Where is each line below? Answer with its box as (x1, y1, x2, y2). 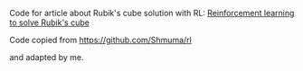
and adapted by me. (9, 52, 84, 62)
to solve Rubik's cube (9, 17, 90, 28)
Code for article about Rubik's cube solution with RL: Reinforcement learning (9, 8, 295, 18)
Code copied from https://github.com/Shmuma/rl (9, 35, 192, 45)
